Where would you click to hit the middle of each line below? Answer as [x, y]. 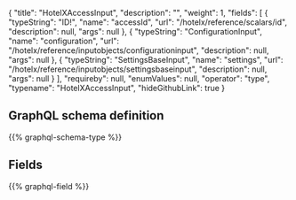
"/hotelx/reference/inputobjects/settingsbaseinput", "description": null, [138, 69]
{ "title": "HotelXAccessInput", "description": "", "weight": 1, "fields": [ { [138, 13]
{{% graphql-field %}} [49, 186]
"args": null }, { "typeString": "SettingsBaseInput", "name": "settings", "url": [146, 60]
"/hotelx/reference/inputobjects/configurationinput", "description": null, [139, 50]
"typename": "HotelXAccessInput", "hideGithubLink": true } [117, 88]
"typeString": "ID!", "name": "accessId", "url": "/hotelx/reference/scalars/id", [148, 22]
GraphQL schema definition [86, 115]
